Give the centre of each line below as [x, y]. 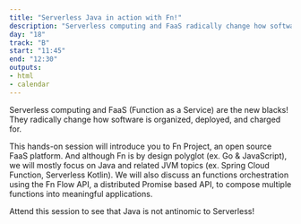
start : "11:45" [38, 51]
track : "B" [30, 43]
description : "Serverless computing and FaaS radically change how [138, 26]
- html [21, 76]
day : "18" [28, 34]
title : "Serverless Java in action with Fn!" [95, 17]
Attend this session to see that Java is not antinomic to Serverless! [132, 211]
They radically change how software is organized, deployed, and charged [145, 119]
